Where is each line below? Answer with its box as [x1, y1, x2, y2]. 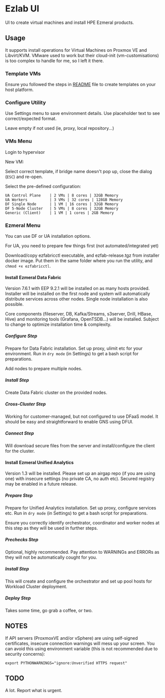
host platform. [5, 87, 34, 93]
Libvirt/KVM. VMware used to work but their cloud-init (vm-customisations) [5, 52, 160, 58]
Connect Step [5, 430, 34, 436]
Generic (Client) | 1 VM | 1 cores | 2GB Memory [5, 210, 114, 215]
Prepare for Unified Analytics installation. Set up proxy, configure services [5, 505, 157, 511]
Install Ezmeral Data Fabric [5, 274, 61, 280]
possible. [5, 301, 24, 307]
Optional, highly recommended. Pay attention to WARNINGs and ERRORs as [5, 549, 160, 555]
